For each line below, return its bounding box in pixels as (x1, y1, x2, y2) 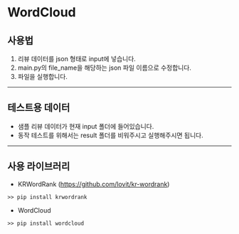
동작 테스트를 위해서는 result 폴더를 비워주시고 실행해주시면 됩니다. (17, 131, 204, 139)
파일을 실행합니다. (17, 73, 68, 80)
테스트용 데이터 (7, 102, 70, 114)
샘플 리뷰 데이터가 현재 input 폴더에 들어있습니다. (17, 122, 154, 130)
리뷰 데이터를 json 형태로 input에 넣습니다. (17, 55, 137, 63)
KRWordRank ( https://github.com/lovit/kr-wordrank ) (17, 179, 170, 188)
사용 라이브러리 (7, 161, 70, 173)
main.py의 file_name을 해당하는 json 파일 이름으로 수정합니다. (17, 63, 192, 72)
